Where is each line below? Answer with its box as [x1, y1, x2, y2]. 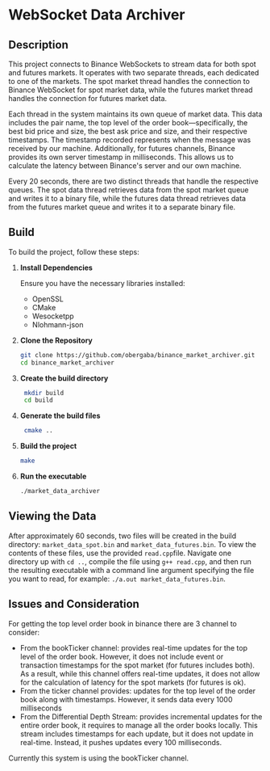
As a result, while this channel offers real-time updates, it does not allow [19, 668, 260, 678]
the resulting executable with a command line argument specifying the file [8, 565, 255, 575]
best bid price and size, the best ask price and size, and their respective [8, 127, 247, 136]
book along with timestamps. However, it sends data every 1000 [19, 694, 233, 704]
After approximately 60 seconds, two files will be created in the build [8, 531, 237, 541]
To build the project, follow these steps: [8, 246, 139, 256]
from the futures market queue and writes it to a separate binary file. [8, 202, 236, 212]
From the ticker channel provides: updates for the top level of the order [19, 685, 256, 696]
